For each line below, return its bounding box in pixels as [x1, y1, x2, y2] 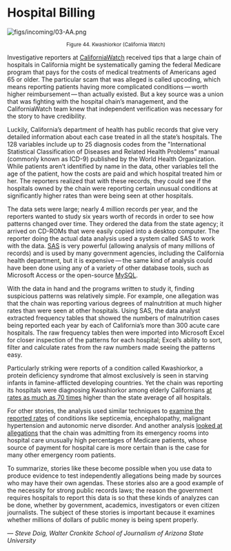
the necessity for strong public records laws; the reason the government [7, 486, 213, 494]
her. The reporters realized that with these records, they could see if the [7, 176, 212, 185]
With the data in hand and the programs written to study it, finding [7, 284, 194, 292]
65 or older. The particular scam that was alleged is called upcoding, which [7, 75, 221, 84]
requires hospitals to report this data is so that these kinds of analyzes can [7, 493, 219, 502]
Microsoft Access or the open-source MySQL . [7, 271, 138, 279]
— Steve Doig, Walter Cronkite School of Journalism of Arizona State [7, 529, 204, 537]
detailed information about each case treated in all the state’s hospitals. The [7, 133, 223, 141]
